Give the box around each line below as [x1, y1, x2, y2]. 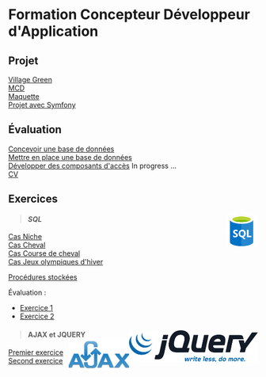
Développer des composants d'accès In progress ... [8, 161, 177, 170]
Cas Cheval [8, 240, 46, 250]
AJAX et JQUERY [27, 330, 85, 339]
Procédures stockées [8, 272, 78, 282]
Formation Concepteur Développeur [8, 6, 251, 24]
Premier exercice [8, 347, 64, 357]
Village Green [8, 75, 53, 84]
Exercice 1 [19, 303, 53, 313]
